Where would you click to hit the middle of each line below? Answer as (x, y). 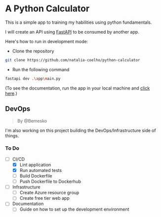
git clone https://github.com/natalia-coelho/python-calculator (73, 60)
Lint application (35, 165)
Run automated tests (41, 170)
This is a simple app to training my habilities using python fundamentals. (79, 22)
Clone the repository (33, 51)
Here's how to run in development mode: (47, 41)
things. (12, 135)
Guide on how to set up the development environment (74, 209)
